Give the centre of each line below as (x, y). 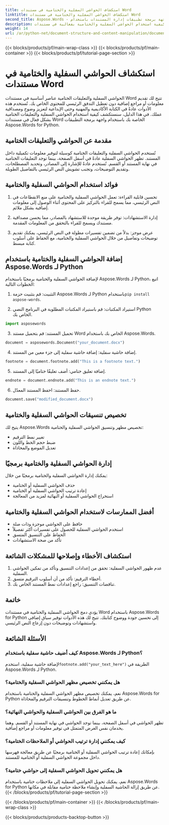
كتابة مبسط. (24, 243)
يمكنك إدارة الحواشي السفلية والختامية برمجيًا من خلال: (56, 475)
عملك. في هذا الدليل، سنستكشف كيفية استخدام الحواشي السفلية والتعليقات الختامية (84, 114)
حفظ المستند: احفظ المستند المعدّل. (47, 390)
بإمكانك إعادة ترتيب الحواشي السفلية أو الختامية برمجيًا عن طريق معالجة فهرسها (80, 752)
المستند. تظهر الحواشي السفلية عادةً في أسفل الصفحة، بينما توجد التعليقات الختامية (83, 158)
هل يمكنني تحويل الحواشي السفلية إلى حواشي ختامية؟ (64, 771)
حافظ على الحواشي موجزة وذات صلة (48, 524)
